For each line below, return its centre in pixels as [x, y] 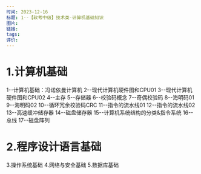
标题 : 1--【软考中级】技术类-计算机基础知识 [55, 18]
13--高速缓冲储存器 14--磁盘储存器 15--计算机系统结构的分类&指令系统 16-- [100, 112]
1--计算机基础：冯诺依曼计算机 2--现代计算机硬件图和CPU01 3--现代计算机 [99, 90]
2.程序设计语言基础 [54, 147]
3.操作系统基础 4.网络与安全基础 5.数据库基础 [63, 165]
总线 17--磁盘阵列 [28, 120]
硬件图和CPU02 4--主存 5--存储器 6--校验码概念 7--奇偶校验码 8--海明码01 [100, 97]
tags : [13, 35]
